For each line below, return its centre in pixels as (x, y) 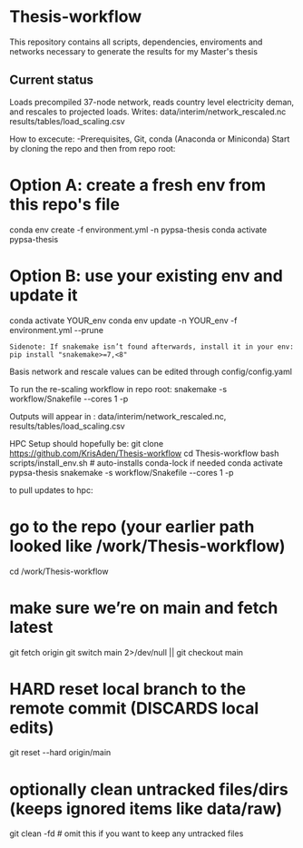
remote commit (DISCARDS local (134, 708)
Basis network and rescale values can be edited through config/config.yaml (151, 371)
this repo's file (65, 204)
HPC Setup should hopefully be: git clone (87, 443)
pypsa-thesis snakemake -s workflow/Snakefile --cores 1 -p (122, 472)
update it (44, 295)
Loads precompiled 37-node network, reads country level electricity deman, (152, 102)
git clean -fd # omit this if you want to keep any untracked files (127, 833)
